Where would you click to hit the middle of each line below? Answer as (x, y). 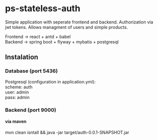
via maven (16, 121)
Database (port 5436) (31, 71)
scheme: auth (19, 87)
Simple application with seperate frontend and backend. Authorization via (79, 22)
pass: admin (17, 97)
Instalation (22, 57)
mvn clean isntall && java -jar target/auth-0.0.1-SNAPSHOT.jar (67, 132)
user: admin (17, 92)
